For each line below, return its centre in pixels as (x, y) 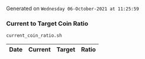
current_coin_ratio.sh (34, 36)
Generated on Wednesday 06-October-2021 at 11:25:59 (72, 8)
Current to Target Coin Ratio (47, 23)
